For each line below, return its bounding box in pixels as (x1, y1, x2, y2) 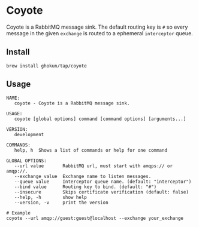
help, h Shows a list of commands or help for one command (14, 147, 168, 153)
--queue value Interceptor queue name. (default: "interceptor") (14, 179, 192, 185)
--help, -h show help (14, 194, 87, 200)
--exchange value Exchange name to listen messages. (14, 173, 152, 179)
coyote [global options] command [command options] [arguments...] (14, 116, 186, 122)
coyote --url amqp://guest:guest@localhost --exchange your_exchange (6, 215, 184, 221)
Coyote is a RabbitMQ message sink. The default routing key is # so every (6, 23, 188, 30)
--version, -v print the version (14, 200, 109, 205)
